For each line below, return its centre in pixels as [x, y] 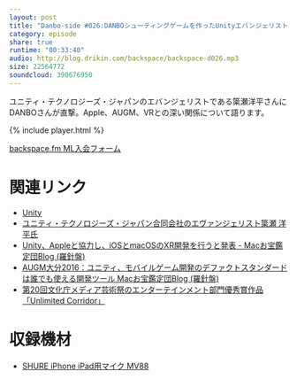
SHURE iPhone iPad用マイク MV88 [85, 366]
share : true [31, 42]
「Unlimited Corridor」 [64, 300]
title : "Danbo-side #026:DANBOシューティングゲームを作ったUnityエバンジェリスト [149, 26]
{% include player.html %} [57, 130]
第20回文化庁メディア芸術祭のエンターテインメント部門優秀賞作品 [142, 290]
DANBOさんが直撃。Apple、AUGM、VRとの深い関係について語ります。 [139, 112]
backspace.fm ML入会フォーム [65, 148]
